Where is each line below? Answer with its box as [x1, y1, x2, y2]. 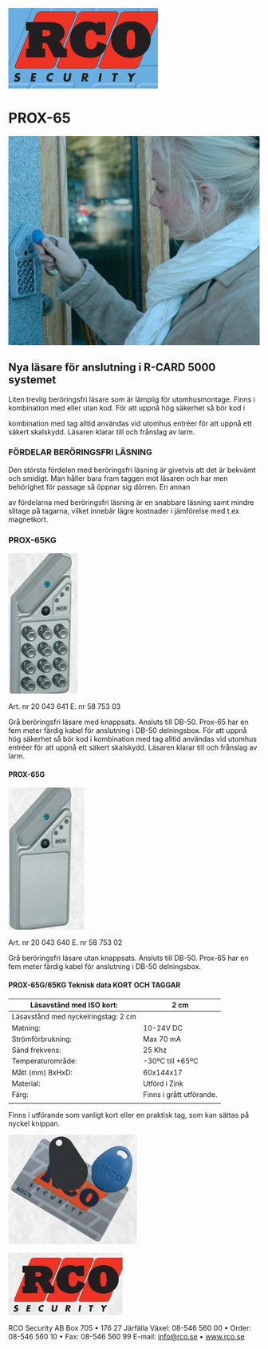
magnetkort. [8, 514, 49, 524]
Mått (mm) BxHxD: [11, 1067, 73, 1077]
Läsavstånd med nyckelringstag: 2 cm [11, 1012, 137, 1022]
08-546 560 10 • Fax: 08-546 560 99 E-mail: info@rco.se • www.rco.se [8, 1331, 245, 1341]
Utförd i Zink [143, 1079, 183, 1088]
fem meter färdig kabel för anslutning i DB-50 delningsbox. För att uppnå [8, 726, 247, 735]
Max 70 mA [143, 1034, 182, 1043]
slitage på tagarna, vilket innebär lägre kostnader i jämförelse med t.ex [8, 506, 239, 515]
